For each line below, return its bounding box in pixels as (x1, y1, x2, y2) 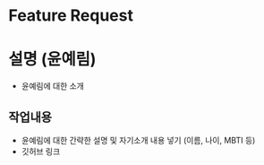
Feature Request (8, 5, 133, 26)
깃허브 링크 (21, 145, 61, 157)
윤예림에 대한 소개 (21, 81, 84, 91)
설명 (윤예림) (8, 49, 97, 70)
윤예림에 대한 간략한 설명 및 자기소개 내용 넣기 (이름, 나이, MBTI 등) (21, 135, 256, 145)
